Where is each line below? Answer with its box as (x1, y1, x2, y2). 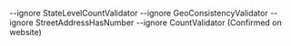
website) (9, 27, 43, 37)
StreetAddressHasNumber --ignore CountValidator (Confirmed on (35, 17, 282, 28)
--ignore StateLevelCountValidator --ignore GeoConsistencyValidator (9, 8, 268, 18)
